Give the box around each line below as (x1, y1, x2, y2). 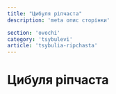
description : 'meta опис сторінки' (7, 17, 110, 24)
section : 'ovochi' (7, 29, 60, 36)
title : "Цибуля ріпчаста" (7, 10, 82, 17)
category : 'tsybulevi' (7, 36, 73, 42)
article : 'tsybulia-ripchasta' (7, 42, 98, 49)
